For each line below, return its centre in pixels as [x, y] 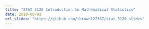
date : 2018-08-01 [23, 14]
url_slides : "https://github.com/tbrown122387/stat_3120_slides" [75, 19]
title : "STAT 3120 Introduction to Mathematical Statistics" [70, 10]
